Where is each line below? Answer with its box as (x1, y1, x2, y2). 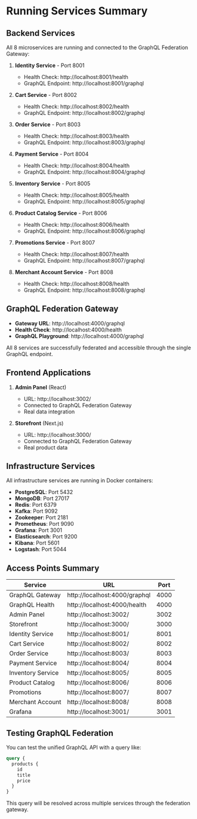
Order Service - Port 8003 (14, 121, 81, 128)
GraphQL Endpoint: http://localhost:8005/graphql (23, 198, 145, 205)
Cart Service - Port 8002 (14, 92, 78, 98)
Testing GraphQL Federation (6, 728, 113, 738)
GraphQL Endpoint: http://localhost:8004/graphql (23, 169, 145, 175)
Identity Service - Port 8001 (14, 62, 85, 69)
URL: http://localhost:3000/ (23, 431, 91, 438)
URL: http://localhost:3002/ (23, 395, 91, 402)
